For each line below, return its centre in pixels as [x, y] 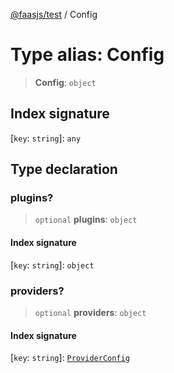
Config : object [65, 82]
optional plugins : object [86, 220]
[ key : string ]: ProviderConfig [70, 358]
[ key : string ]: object [52, 265]
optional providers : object [90, 312]
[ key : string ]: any [46, 138]
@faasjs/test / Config [54, 14]
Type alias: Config [87, 55]
